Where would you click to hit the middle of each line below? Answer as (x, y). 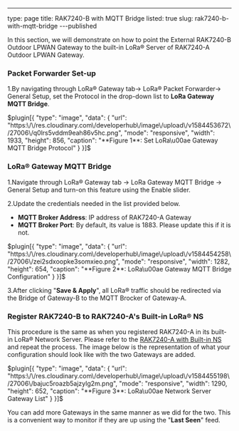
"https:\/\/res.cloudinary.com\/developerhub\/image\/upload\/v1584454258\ (119, 254)
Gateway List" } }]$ (36, 398)
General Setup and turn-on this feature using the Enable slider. (99, 189)
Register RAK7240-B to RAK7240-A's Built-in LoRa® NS (106, 316)
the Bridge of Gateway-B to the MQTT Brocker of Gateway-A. (97, 298)
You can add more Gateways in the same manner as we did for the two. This (119, 412)
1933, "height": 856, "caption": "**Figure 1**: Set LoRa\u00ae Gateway (113, 140)
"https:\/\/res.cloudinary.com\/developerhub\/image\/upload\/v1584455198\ (118, 375)
